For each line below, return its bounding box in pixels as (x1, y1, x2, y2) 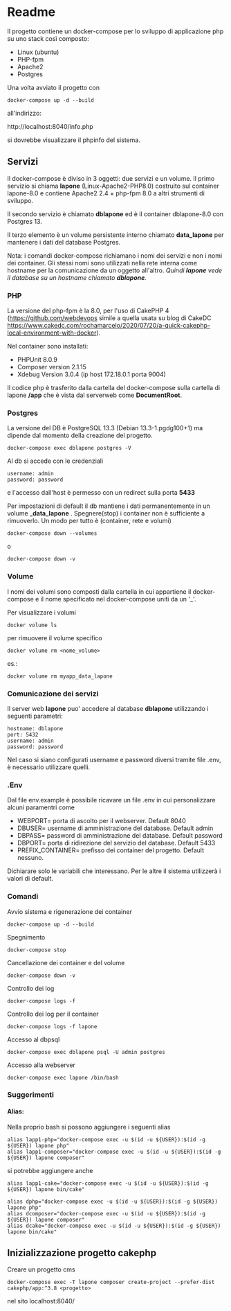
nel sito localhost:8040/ (7, 1297, 75, 1305)
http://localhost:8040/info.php (7, 122, 93, 130)
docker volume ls (7, 622, 57, 628)
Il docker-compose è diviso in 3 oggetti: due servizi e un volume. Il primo (7, 174, 215, 182)
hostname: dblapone (7, 725, 64, 732)
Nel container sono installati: (7, 342, 89, 351)
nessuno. (17, 854, 44, 862)
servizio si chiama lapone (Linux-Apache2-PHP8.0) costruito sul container (7, 182, 219, 190)
